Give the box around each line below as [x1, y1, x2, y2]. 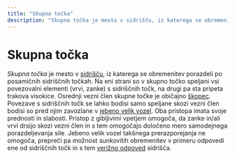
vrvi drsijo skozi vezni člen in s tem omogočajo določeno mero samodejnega [7, 121, 228, 130]
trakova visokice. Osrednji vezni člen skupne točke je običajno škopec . [7, 92, 211, 100]
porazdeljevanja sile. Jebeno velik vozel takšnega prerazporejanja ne [7, 129, 206, 137]
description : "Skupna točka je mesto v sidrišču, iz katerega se [7, 17, 201, 24]
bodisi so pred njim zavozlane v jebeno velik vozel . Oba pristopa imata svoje [7, 107, 227, 115]
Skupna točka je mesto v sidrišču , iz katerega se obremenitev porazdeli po [7, 70, 222, 78]
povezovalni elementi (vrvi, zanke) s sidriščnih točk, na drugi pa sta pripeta [7, 84, 224, 93]
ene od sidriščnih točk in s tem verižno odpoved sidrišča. [7, 144, 172, 152]
